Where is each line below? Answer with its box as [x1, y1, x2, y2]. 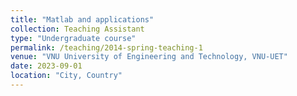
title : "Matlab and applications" [10, 14, 155, 25]
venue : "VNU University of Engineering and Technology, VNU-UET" [10, 52, 288, 62]
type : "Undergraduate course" [10, 33, 137, 43]
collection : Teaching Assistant [10, 24, 145, 34]
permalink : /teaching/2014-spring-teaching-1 [10, 42, 203, 53]
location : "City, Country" [10, 71, 123, 81]
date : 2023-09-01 [10, 61, 83, 71]
